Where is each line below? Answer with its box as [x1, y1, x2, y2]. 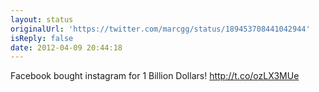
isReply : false [10, 33, 74, 43]
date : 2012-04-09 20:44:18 [10, 42, 123, 53]
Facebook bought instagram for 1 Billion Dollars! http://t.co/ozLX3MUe [10, 70, 300, 82]
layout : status [10, 14, 74, 25]
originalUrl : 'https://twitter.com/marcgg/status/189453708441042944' [10, 24, 311, 34]
